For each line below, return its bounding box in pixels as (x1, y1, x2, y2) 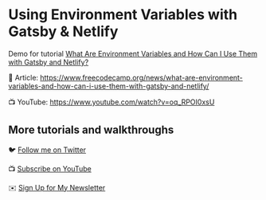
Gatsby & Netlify (8, 22, 119, 41)
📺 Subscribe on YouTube (8, 163, 92, 173)
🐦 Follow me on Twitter (8, 145, 86, 155)
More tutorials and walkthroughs (8, 124, 174, 137)
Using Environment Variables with (8, 6, 237, 24)
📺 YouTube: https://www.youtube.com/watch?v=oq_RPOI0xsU (8, 97, 215, 107)
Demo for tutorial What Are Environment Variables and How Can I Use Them (8, 49, 257, 58)
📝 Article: (8, 73, 38, 82)
